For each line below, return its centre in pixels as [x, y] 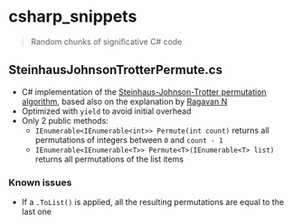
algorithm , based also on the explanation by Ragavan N [124, 101]
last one [36, 212]
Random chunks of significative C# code [106, 42]
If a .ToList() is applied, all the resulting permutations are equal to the [153, 202]
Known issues [40, 182]
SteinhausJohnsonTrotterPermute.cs [116, 70]
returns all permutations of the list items [109, 159]
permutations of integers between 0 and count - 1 [129, 140]
